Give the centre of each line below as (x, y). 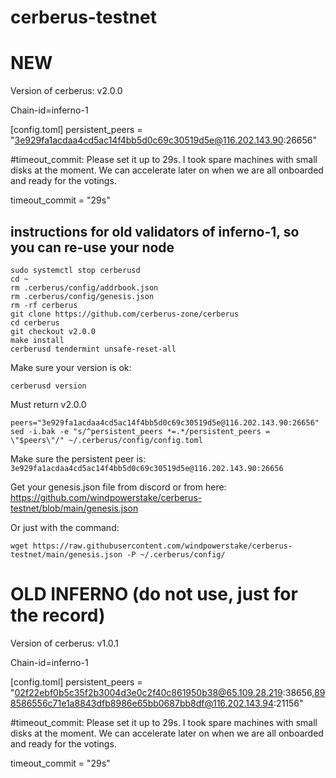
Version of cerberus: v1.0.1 (64, 643)
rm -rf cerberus (44, 305)
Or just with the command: (65, 527)
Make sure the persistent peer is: (78, 458)
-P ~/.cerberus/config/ (176, 554)
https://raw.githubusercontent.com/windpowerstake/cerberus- (162, 546)
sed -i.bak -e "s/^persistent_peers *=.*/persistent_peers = (140, 431)
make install (37, 340)
